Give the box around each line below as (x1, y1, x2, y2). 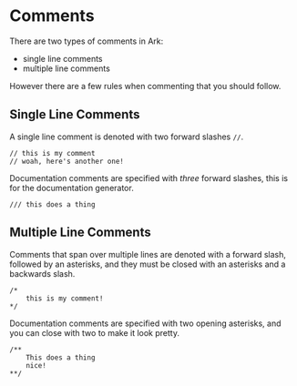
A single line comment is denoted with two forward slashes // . (9, 131, 244, 142)
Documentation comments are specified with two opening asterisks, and (9, 318, 282, 329)
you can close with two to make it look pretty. (9, 327, 180, 338)
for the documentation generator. (9, 182, 134, 193)
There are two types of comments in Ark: (9, 36, 164, 46)
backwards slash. (9, 268, 76, 279)
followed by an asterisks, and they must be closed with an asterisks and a (9, 259, 286, 269)
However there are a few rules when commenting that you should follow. (9, 80, 282, 91)
